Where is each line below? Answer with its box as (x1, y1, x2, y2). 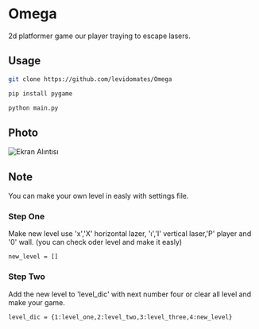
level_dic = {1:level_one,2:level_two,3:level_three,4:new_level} (8, 313, 233, 321)
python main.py (8, 104, 59, 112)
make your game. (8, 297, 65, 307)
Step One (8, 211, 45, 222)
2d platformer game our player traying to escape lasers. (8, 31, 191, 41)
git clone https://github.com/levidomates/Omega (8, 75, 172, 83)
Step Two (8, 271, 46, 282)
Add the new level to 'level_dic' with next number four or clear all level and (8, 289, 252, 299)
